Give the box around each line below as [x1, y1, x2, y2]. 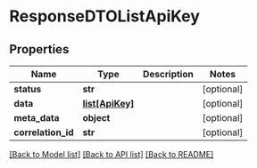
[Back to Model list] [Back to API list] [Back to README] [9, 149, 214, 159]
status [13, 83, 42, 95]
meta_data [13, 112, 60, 124]
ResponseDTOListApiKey [9, 6, 201, 27]
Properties [9, 42, 70, 57]
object [82, 112, 111, 124]
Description [142, 68, 194, 80]
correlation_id [13, 126, 74, 139]
